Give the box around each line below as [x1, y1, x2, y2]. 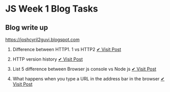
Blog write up [5, 23, 48, 32]
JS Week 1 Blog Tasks [5, 3, 98, 15]
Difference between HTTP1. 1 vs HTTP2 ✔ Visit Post [12, 47, 121, 52]
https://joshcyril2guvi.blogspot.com [5, 36, 80, 42]
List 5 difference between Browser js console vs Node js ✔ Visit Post [12, 66, 156, 72]
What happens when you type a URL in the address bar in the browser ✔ [12, 76, 165, 81]
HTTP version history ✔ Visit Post [12, 56, 83, 62]
